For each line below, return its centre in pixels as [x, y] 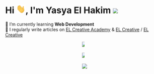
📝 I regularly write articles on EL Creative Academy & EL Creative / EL [77, 29]
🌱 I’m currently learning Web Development [50, 24]
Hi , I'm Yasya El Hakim [58, 10]
